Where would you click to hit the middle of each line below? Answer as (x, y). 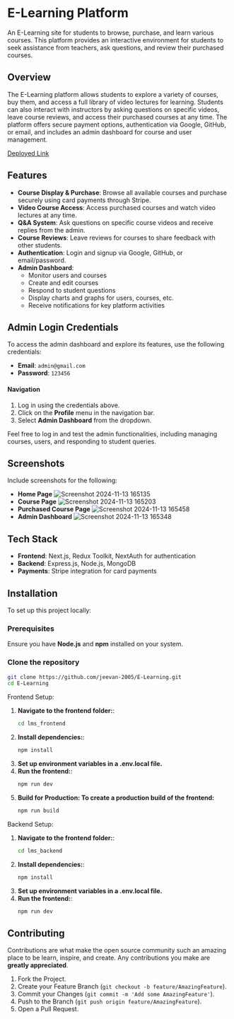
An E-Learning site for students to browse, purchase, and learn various (111, 33)
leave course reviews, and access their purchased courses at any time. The (117, 117)
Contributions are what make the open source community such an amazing (117, 950)
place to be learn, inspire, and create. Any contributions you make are (109, 958)
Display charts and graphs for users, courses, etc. (101, 298)
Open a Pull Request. (48, 1009)
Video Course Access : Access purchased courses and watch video (117, 207)
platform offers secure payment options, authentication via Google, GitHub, (117, 124)
